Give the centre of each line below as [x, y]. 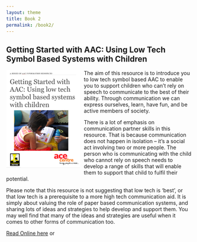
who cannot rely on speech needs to [128, 160]
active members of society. [117, 111]
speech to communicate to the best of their [136, 92]
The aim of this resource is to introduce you [137, 73]
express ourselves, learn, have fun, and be [136, 105]
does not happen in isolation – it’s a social [134, 141]
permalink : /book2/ [30, 25]
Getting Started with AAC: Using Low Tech [86, 49]
